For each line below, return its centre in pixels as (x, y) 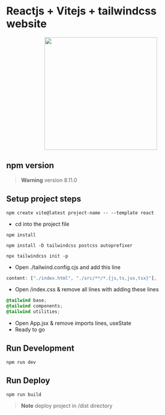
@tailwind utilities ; (33, 312)
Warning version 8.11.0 (49, 180)
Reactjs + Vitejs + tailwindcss (82, 11)
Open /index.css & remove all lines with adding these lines (87, 289)
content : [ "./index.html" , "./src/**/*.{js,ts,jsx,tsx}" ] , (82, 278)
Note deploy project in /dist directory (67, 405)
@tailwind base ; (26, 301)
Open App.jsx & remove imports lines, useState (73, 323)
